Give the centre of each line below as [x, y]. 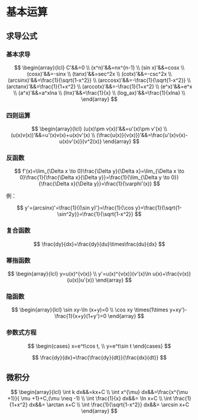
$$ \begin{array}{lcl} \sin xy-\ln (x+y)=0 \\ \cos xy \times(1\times [90, 310]
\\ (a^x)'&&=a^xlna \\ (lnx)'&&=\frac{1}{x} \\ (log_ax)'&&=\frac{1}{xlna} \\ [99, 93]
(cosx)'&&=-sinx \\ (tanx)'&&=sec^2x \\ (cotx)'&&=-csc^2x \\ [99, 74]
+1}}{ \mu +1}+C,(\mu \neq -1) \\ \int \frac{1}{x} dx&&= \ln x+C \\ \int [90, 399]
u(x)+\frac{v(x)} [172, 274]
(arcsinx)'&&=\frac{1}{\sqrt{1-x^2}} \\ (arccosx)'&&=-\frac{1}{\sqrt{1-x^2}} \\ [99, 80]
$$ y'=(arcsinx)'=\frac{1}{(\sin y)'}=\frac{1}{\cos [75, 208]
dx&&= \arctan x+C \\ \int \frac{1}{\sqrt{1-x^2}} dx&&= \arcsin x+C [109, 405]
